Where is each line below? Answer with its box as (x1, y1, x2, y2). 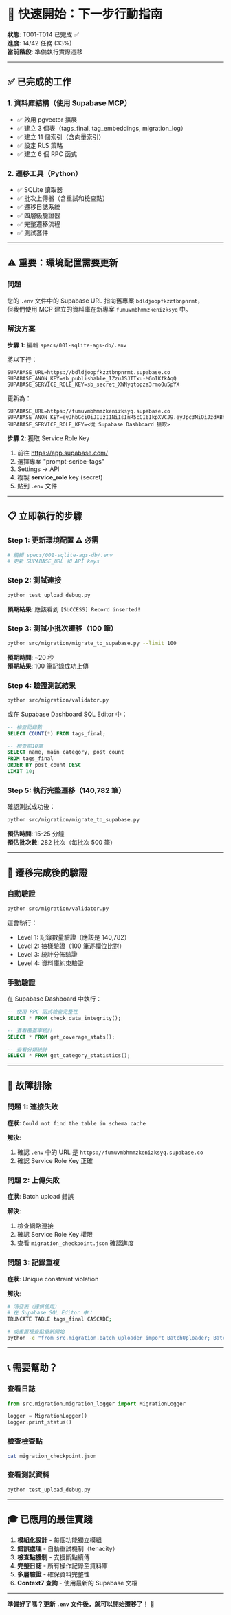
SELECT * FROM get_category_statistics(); (7, 1052, 131, 1059)
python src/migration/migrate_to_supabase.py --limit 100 (7, 640, 177, 647)
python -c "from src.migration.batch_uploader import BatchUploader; (7, 1335, 211, 1342)
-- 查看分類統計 (7, 1046, 47, 1053)
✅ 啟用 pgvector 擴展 (16, 115, 78, 124)
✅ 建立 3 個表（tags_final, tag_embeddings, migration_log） (16, 124, 187, 132)
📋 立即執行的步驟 (7, 510, 82, 522)
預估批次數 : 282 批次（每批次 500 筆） (7, 838, 117, 847)
